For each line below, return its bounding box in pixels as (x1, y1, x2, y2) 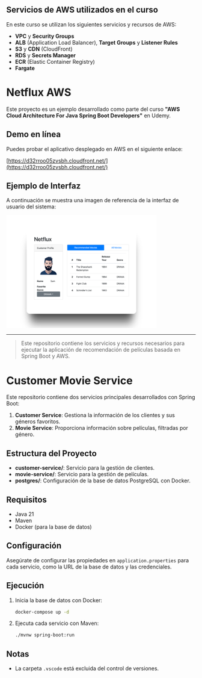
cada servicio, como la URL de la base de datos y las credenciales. (6, 563, 172, 570)
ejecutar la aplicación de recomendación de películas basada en (20, 346, 180, 353)
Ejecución (6, 580, 44, 591)
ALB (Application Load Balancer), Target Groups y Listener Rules (14, 39, 179, 46)
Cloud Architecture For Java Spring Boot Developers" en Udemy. (6, 111, 171, 119)
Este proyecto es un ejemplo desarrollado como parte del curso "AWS (6, 105, 180, 113)
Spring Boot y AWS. (20, 352, 70, 360)
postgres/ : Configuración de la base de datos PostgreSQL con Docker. (14, 477, 191, 484)
